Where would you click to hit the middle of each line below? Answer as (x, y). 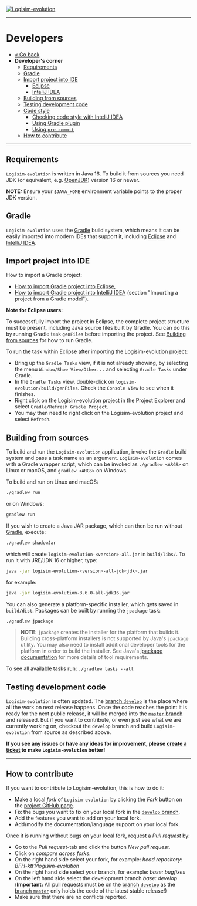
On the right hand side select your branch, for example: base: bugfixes (100, 872)
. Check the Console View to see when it (126, 388)
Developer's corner (39, 60)
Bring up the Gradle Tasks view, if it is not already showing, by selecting (101, 363)
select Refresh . (33, 419)
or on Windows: (25, 504)
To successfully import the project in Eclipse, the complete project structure (98, 322)
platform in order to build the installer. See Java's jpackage (91, 651)
